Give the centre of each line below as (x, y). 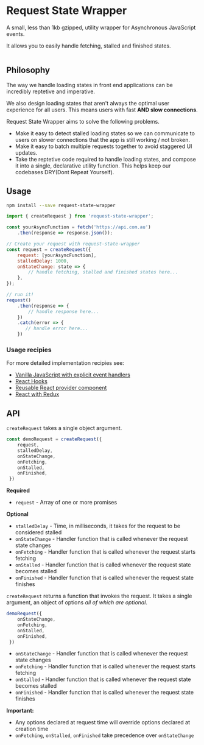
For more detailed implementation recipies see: (65, 363)
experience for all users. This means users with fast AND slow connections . (102, 110)
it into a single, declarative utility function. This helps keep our (93, 166)
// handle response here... (64, 311)
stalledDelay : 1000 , (43, 261)
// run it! (20, 295)
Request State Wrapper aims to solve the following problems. (83, 121)
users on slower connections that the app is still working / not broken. (103, 139)
